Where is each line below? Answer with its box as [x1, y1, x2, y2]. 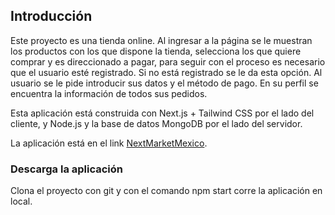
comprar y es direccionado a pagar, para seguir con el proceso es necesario [10, 55, 326, 68]
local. [10, 195, 33, 208]
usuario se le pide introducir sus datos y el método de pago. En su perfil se [10, 77, 319, 89]
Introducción [10, 8, 93, 25]
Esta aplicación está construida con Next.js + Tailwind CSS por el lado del [10, 107, 315, 119]
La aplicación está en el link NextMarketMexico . [10, 137, 208, 149]
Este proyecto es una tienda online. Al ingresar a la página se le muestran [10, 34, 313, 46]
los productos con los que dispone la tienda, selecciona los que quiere [10, 45, 302, 57]
